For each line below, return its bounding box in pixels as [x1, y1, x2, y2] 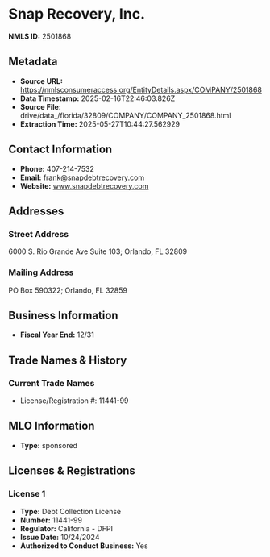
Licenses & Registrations [8, 464, 135, 478]
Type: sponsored [19, 440, 78, 450]
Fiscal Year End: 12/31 [19, 330, 94, 339]
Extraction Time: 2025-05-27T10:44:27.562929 [19, 118, 180, 129]
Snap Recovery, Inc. [8, 5, 145, 23]
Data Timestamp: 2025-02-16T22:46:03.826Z [19, 94, 176, 103]
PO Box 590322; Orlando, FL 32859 [8, 285, 127, 295]
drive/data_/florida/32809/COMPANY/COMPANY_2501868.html [19, 110, 231, 120]
